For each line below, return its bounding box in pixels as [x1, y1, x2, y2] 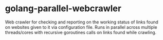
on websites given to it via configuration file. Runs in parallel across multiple [5, 24, 157, 30]
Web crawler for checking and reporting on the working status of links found [5, 19, 159, 25]
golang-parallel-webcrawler [5, 3, 122, 14]
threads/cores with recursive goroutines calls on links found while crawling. [5, 29, 157, 35]
